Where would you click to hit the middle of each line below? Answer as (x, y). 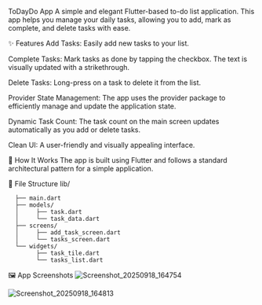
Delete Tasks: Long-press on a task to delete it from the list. (105, 83)
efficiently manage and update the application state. (92, 106)
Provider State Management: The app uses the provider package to (117, 98)
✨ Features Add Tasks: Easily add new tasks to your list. (99, 43)
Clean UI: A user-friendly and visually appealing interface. (102, 145)
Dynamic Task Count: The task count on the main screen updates (114, 121)
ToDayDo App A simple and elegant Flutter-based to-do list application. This (131, 11)
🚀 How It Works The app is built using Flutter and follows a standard (118, 160)
